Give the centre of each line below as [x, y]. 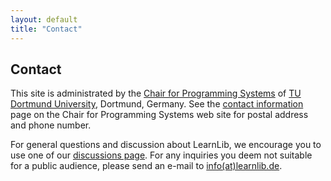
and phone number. [51, 125]
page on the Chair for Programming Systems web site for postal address [159, 115]
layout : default [44, 19]
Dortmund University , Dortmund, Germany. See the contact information [157, 104]
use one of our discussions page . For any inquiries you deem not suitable [161, 155]
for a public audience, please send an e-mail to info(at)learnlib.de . [146, 166]
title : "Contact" [46, 29]
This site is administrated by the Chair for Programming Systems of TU [156, 93]
